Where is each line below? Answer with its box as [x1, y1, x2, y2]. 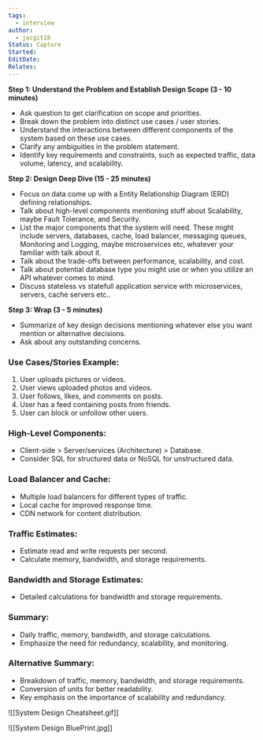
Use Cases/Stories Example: [8, 357, 120, 368]
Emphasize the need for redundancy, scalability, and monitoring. [19, 638, 228, 648]
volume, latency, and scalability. [19, 159, 124, 168]
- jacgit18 [15, 33, 51, 42]
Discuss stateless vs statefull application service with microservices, [19, 281, 243, 290]
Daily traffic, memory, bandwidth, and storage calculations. [19, 630, 212, 639]
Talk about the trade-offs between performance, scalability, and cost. [19, 256, 246, 265]
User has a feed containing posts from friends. [19, 400, 172, 409]
